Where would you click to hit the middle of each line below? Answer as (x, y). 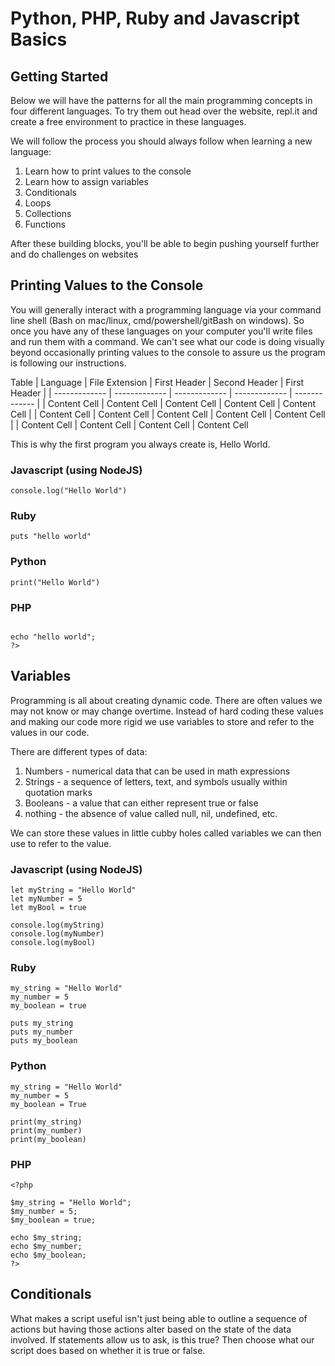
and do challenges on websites (74, 254)
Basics (39, 39)
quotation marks (58, 792)
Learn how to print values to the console (108, 171)
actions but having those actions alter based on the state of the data (151, 1329)
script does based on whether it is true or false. (108, 1350)
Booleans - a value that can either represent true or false (141, 803)
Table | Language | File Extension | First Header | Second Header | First (157, 382)
